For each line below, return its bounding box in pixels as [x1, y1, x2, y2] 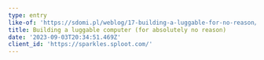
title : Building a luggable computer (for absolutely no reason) [8, 26, 226, 34]
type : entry [8, 11, 47, 19]
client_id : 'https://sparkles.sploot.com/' [8, 41, 153, 48]
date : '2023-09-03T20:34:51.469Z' [8, 33, 122, 41]
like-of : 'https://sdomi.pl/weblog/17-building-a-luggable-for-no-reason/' [8, 19, 262, 26]
